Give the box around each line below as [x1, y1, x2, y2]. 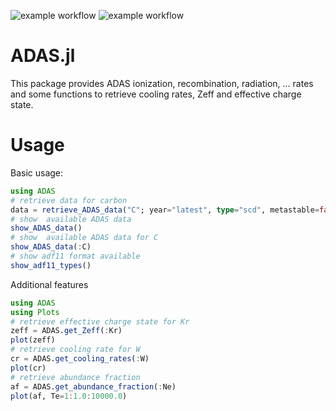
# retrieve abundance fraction [10, 372, 141, 382]
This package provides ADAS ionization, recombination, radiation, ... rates [10, 77, 314, 89]
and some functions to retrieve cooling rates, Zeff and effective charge [10, 88, 302, 100]
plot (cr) [10, 363, 47, 373]
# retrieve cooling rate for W [10, 345, 141, 355]
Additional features [10, 278, 89, 290]
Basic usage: [10, 166, 64, 179]
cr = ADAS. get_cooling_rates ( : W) [10, 354, 150, 364]
